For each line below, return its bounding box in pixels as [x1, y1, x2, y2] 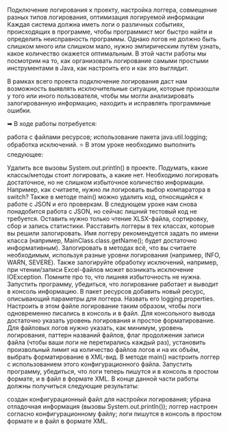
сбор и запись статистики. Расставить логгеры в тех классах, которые [7, 222, 215, 230]
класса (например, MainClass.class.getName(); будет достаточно [7, 236, 197, 244]
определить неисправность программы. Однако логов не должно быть [7, 35, 217, 43]
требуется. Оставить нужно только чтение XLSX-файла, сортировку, [7, 215, 209, 223]
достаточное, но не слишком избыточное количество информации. [7, 178, 205, 186]
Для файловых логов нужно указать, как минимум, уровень [7, 324, 183, 331]
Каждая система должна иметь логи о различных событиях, [7, 21, 185, 28]
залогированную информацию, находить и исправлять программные [7, 99, 211, 107]
